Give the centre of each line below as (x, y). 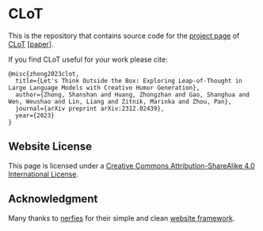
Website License (50, 147)
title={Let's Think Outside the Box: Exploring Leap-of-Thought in (129, 81)
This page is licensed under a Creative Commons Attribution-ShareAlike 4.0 (131, 165)
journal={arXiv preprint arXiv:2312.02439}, (90, 108)
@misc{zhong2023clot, (44, 74)
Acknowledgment (53, 199)
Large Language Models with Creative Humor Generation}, (104, 88)
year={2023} (35, 116)
